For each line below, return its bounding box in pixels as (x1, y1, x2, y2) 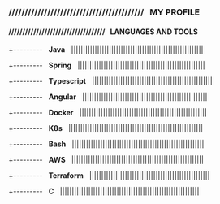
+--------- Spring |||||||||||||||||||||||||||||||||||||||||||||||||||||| (8, 60, 205, 71)
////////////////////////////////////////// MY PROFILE (8, 7, 201, 18)
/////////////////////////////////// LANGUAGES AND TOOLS (8, 27, 199, 37)
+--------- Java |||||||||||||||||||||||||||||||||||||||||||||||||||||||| (8, 45, 205, 54)
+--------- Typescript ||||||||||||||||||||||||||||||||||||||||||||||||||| (8, 76, 213, 86)
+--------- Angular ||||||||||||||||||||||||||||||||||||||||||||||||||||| (8, 92, 208, 102)
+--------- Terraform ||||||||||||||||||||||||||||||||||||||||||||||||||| (8, 171, 210, 180)
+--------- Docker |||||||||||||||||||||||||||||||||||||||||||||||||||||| (8, 108, 208, 118)
